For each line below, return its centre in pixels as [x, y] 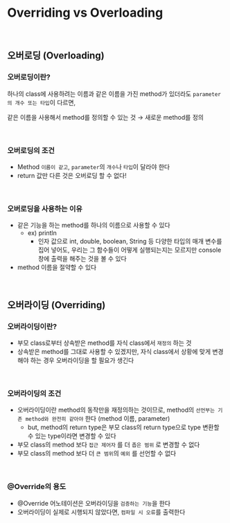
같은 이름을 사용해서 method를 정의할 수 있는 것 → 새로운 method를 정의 [106, 117]
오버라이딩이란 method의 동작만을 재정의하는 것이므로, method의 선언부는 [116, 410]
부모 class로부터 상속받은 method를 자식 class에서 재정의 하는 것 [104, 343]
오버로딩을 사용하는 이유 [45, 209]
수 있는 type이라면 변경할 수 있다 [72, 436]
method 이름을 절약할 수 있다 [57, 267]
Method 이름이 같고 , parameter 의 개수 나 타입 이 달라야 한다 [94, 167]
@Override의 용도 [37, 487]
